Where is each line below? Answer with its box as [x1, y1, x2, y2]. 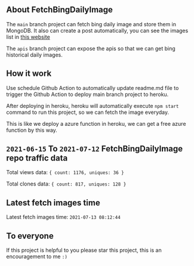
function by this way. [6, 126, 58, 134]
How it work [6, 69, 52, 79]
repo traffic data [6, 153, 68, 163]
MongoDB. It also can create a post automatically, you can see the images [6, 27, 189, 34]
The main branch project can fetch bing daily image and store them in [6, 20, 176, 27]
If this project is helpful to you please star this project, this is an [6, 247, 162, 254]
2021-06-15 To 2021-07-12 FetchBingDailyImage [6, 144, 183, 154]
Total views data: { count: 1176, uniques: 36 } [6, 169, 124, 176]
